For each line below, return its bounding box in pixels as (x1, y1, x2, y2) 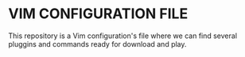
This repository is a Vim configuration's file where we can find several (8, 31, 237, 40)
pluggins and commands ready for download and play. (8, 39, 187, 48)
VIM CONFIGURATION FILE (8, 5, 189, 23)
